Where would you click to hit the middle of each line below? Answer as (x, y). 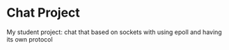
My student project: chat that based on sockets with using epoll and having (114, 32)
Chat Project (44, 13)
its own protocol (30, 39)
